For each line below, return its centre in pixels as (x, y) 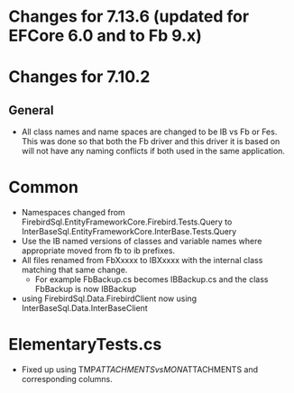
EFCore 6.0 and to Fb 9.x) (105, 36)
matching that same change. (74, 270)
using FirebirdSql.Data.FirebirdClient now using (109, 298)
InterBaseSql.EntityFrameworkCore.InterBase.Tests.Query (129, 232)
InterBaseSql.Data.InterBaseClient (84, 308)
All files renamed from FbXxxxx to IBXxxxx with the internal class (142, 260)
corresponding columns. (67, 379)
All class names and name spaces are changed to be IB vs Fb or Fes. (149, 132)
